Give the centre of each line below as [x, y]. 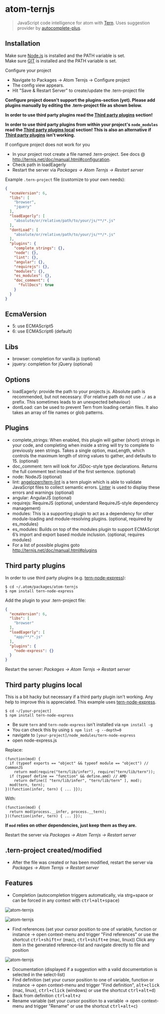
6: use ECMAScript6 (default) [42, 331]
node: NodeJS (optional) [37, 477]
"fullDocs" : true [36, 285]
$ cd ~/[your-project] [28, 711]
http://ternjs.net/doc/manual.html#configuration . [61, 159]
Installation [23, 44]
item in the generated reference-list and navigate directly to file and [81, 945]
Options [18, 379]
